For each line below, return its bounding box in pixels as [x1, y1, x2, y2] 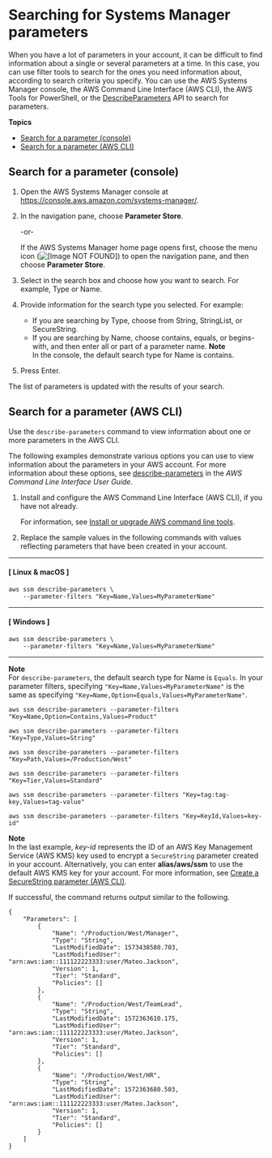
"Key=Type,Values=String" [8, 734, 96, 742]
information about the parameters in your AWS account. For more [8, 459, 227, 469]
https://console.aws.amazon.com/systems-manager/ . [19, 195, 199, 204]
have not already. [19, 501, 79, 510]
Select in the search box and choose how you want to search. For [19, 275, 239, 285]
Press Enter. [19, 365, 61, 375]
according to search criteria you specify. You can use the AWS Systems [8, 75, 248, 85]
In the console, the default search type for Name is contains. [32, 350, 235, 359]
